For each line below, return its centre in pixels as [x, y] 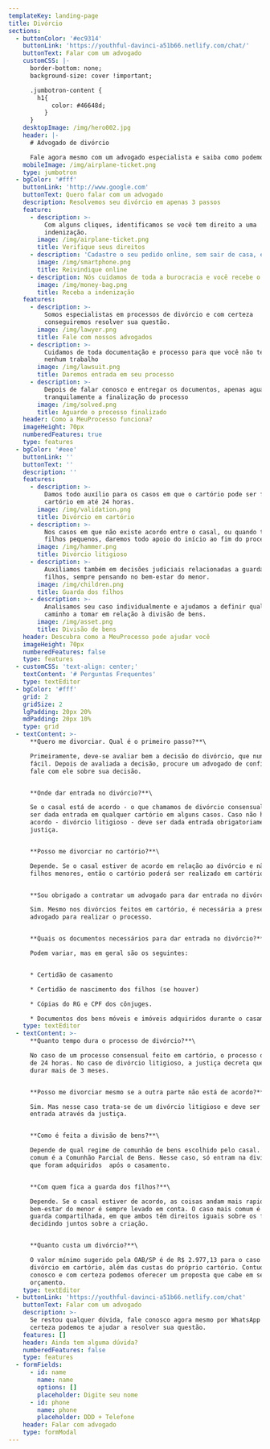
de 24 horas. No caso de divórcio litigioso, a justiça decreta [139, 1063]
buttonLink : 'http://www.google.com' [86, 187]
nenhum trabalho [71, 359]
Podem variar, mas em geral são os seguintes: [109, 953]
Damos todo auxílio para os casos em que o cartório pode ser [150, 495]
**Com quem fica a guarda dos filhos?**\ [100, 1187]
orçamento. [48, 1282]
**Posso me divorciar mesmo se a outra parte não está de [129, 1092]
